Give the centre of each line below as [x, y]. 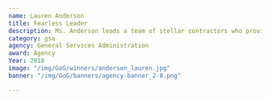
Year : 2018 [27, 61]
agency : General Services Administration [79, 46]
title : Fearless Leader [48, 23]
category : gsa [32, 38]
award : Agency [32, 53]
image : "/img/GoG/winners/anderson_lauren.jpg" [90, 68]
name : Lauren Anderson [46, 16]
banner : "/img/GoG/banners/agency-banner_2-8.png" [95, 76]
